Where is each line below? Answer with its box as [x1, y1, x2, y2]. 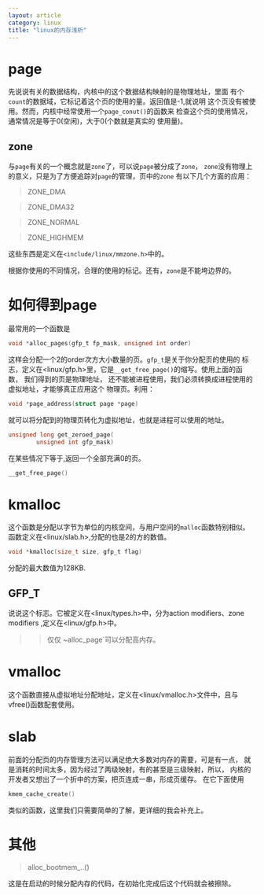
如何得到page [8, 296, 97, 315]
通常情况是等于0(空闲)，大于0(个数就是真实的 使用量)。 [8, 116, 188, 126]
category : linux [8, 19, 61, 27]
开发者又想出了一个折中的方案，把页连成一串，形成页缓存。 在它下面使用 [8, 774, 244, 783]
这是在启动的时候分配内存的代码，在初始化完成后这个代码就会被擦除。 [8, 878, 236, 888]
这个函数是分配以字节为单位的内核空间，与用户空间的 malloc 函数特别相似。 [8, 522, 250, 532]
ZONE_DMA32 [27, 202, 75, 212]
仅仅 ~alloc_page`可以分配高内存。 [46, 635, 160, 645]
